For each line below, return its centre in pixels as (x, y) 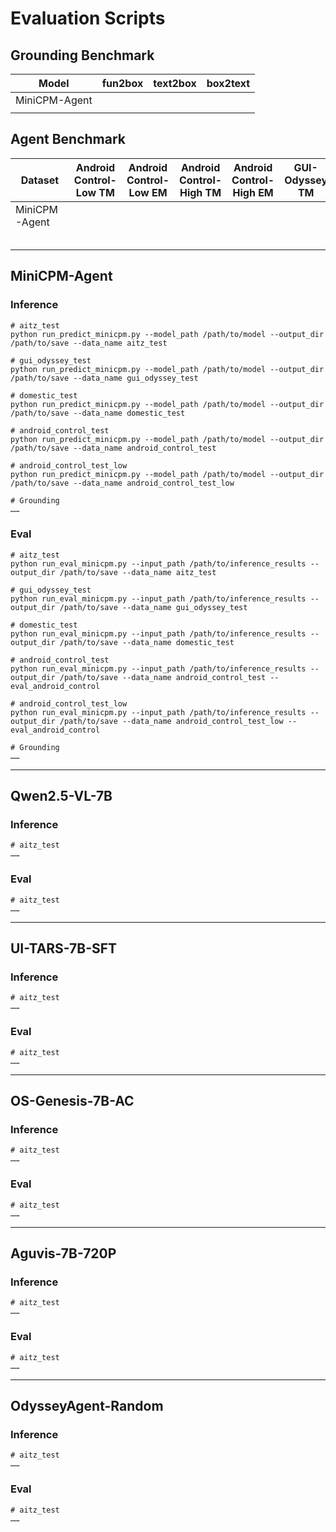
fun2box (122, 83)
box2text (228, 83)
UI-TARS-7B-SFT (64, 948)
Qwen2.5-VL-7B (61, 796)
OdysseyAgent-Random (87, 1406)
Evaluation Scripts (88, 18)
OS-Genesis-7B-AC (72, 1101)
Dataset (40, 180)
